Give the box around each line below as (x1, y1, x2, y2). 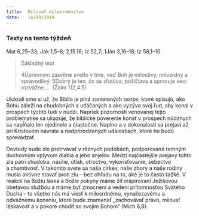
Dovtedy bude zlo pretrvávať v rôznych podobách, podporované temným (6, 145, 186, 152)
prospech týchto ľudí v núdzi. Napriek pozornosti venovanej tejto (6, 108, 166, 115)
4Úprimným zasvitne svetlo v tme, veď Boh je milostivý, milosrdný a (20, 71, 188, 78)
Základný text (20, 59, 55, 67)
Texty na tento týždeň (6, 34, 72, 43)
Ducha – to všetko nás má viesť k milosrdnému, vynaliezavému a (6, 190, 166, 197)
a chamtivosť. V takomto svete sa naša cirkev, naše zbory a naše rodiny (6, 164, 183, 172)
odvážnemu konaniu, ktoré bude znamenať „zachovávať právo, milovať (6, 196, 180, 203)
